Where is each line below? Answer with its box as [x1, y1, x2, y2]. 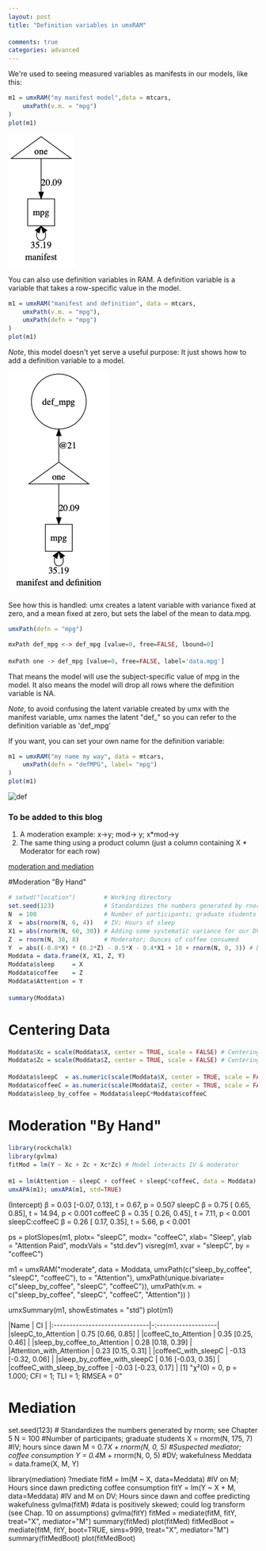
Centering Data [8, 1021, 111, 1039]
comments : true [8, 38, 59, 46]
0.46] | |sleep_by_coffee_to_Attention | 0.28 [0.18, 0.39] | [8, 1337, 192, 1347]
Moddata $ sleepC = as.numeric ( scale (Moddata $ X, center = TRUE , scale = [8, 1073, 249, 1081]
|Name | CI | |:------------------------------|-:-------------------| [8, 1321, 220, 1330]
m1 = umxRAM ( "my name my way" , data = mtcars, [8, 752, 165, 760]
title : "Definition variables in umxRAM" [8, 21, 147, 29]
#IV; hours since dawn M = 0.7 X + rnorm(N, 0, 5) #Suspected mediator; [8, 1441, 241, 1452]
